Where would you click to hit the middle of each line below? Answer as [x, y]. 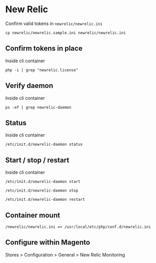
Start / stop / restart [37, 160]
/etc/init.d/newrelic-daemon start [43, 182]
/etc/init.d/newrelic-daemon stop [42, 191]
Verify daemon [29, 86]
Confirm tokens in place [44, 49]
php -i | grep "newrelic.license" [42, 70]
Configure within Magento [48, 242]
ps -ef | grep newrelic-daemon [38, 107]
